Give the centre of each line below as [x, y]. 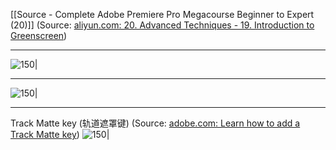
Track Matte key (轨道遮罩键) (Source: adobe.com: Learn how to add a [155, 123]
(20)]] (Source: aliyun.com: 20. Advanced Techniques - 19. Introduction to [162, 25]
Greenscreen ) [39, 35]
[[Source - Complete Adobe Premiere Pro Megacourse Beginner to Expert [162, 14]
